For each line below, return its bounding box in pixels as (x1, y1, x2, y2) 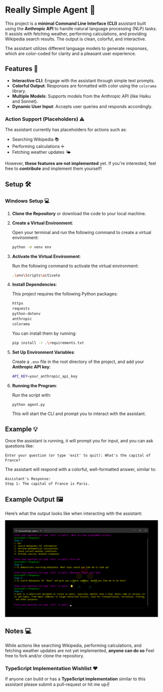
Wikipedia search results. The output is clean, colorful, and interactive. (5, 36, 147, 42)
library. (12, 88, 27, 94)
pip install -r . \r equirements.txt (12, 340, 84, 345)
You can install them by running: (12, 330, 77, 336)
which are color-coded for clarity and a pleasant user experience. (5, 51, 136, 56)
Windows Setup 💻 (5, 198, 50, 204)
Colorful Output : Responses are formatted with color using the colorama (12, 83, 157, 89)
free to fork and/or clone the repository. (5, 653, 84, 658)
